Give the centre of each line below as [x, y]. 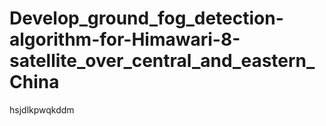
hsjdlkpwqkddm [42, 109]
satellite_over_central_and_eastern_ [162, 61]
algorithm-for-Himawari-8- [125, 39]
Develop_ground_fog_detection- [146, 18]
